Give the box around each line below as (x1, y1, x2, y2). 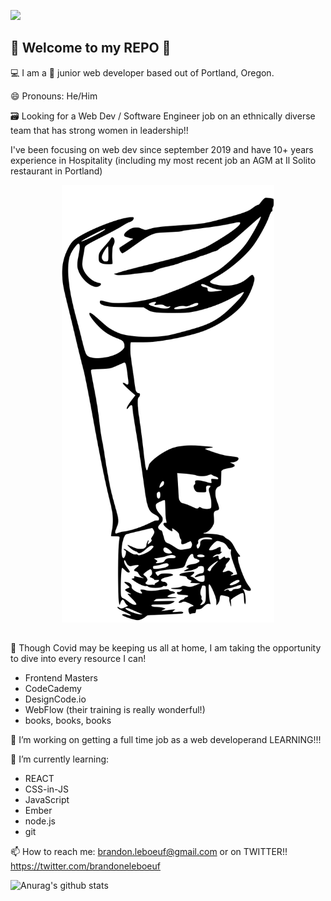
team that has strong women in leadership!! (10, 124, 189, 136)
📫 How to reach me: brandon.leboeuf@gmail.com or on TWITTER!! (10, 846, 288, 858)
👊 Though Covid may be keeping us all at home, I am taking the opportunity (10, 642, 322, 654)
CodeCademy (24, 683, 82, 695)
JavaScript (24, 794, 70, 806)
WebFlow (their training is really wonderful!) (24, 704, 206, 716)
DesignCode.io (24, 693, 87, 705)
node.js (24, 815, 57, 827)
